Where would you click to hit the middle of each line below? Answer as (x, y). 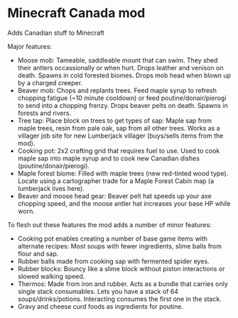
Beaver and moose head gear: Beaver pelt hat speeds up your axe (114, 196)
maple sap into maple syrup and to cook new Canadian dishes (109, 158)
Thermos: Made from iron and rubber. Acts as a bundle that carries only (123, 284)
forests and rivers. (44, 113)
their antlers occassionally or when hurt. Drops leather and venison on (120, 67)
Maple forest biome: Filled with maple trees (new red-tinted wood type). (123, 173)
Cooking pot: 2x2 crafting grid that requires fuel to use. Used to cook (119, 150)
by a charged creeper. (50, 82)
